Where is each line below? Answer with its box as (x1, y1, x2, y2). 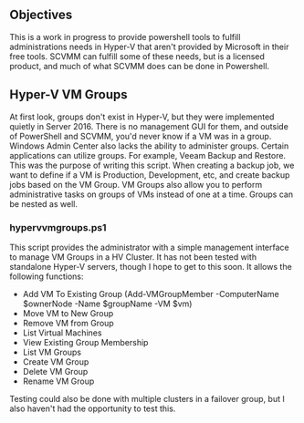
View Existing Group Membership (22, 336, 149, 347)
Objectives (9, 7, 73, 23)
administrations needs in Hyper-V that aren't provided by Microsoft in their (9, 41, 289, 52)
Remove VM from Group (22, 317, 114, 328)
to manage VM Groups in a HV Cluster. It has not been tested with (9, 251, 257, 263)
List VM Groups (22, 346, 82, 357)
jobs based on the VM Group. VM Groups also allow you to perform (9, 179, 263, 190)
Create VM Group (22, 356, 89, 367)
